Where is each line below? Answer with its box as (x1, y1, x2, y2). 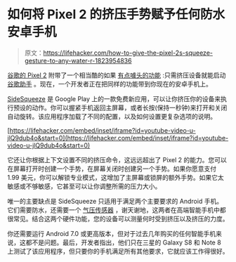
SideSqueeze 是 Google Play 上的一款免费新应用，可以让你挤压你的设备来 (7, 94, 221, 103)
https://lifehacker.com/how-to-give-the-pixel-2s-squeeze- (43, 48, 213, 57)
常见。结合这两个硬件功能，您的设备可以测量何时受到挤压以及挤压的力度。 (13, 214, 229, 223)
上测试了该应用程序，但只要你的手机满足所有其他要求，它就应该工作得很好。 (7, 247, 229, 255)
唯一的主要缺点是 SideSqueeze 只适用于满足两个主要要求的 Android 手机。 (7, 197, 223, 205)
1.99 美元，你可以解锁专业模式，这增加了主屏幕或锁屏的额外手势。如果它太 (7, 173, 224, 181)
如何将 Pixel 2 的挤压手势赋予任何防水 (7, 6, 225, 22)
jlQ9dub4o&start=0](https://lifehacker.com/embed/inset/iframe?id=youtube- (7, 133, 229, 142)
